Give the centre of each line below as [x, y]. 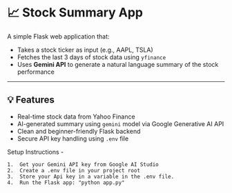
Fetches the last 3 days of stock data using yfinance [91, 57]
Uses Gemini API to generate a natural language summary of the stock [118, 64]
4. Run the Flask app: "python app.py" [66, 183]
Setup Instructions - [36, 152]
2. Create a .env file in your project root [74, 170]
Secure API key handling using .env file [73, 139]
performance [36, 72]
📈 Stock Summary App [75, 13]
